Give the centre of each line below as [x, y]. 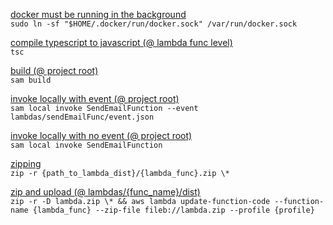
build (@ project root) [54, 70]
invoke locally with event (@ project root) [95, 98]
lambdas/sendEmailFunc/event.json [82, 117]
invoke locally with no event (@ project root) [101, 135]
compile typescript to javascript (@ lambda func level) [121, 42]
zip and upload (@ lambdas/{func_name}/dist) [105, 192]
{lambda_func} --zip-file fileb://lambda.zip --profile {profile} [173, 210]
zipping [26, 163]
